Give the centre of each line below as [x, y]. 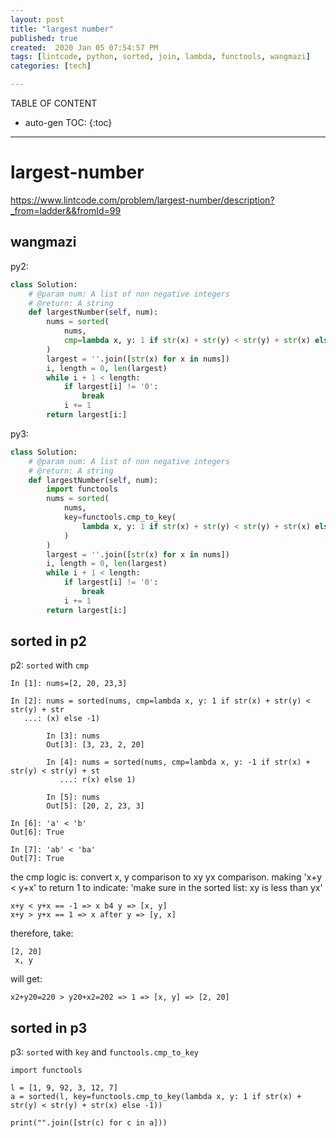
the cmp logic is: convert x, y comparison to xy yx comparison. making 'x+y [166, 877]
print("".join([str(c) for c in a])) [89, 1123]
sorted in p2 [49, 641]
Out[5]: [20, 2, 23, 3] [95, 806]
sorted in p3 [49, 1027]
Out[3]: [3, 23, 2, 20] [95, 745]
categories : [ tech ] [51, 66]
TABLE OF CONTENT [54, 103]
